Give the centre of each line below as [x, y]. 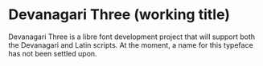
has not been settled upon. [53, 53]
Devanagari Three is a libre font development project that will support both [132, 37]
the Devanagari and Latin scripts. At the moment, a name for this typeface [131, 45]
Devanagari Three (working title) [119, 15]
